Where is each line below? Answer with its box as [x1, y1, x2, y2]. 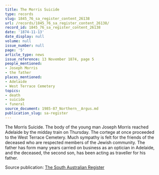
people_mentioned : [5, 61, 42, 66]
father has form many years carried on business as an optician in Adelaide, [5, 144, 155, 150]
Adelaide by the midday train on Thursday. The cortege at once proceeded [5, 129, 155, 135]
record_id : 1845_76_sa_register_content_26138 [5, 25, 101, 30]
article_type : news [5, 52, 45, 57]
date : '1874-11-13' [5, 30, 45, 34]
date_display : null [5, 34, 45, 39]
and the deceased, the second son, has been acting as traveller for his [5, 150, 146, 156]
